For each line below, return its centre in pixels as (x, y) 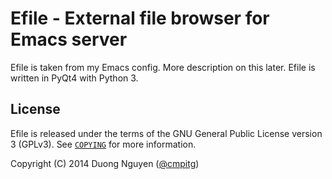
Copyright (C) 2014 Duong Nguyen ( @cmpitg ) (105, 163)
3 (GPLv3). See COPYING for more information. (103, 144)
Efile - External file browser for (140, 18)
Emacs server (69, 39)
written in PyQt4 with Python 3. (74, 78)
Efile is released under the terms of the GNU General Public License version (166, 133)
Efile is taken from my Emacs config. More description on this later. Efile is (163, 67)
